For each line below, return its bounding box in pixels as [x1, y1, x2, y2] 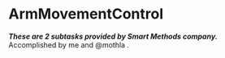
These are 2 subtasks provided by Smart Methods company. [8, 31, 218, 41]
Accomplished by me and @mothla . [8, 39, 130, 49]
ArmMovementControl [8, 5, 164, 23]
